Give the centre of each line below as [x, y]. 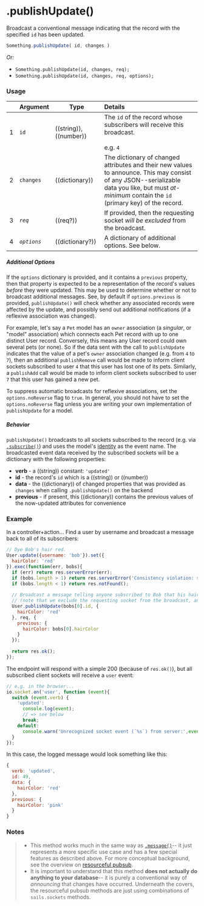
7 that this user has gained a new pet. [53, 379]
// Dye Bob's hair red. [36, 550]
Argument [34, 107]
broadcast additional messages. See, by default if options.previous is [93, 297]
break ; [31, 720]
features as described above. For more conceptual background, [110, 858]
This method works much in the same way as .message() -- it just [111, 845]
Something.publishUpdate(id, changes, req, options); [84, 76]
